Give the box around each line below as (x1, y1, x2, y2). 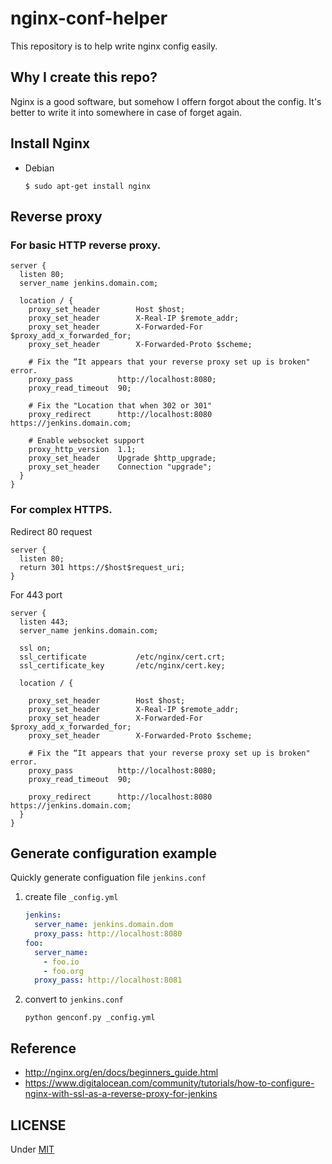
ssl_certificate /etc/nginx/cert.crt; (19, 652, 226, 662)
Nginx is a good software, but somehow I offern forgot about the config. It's (10, 95, 322, 107)
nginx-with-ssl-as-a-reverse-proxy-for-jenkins (24, 1088, 218, 1100)
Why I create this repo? (10, 69, 158, 86)
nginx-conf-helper (10, 7, 168, 30)
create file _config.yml (24, 891, 119, 903)
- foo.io (43, 957, 80, 967)
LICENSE (10, 1117, 67, 1134)
